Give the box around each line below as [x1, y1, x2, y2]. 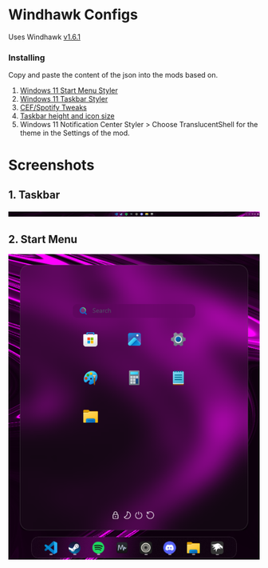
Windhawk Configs [8, 6, 138, 24]
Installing [8, 52, 45, 63]
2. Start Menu [8, 232, 78, 246]
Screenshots [8, 156, 95, 174]
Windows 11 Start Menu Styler [19, 86, 118, 95]
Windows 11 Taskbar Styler [19, 94, 108, 104]
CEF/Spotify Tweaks [19, 102, 88, 113]
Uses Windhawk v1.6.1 [8, 32, 81, 42]
